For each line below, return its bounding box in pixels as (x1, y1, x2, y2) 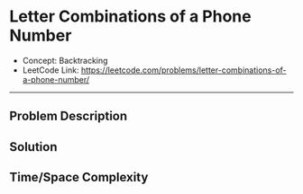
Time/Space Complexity (9, 170, 149, 185)
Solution (9, 139, 58, 154)
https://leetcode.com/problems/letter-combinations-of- (80, 65, 287, 75)
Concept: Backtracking (22, 55, 108, 66)
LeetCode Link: (22, 65, 79, 75)
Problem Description (9, 109, 128, 124)
